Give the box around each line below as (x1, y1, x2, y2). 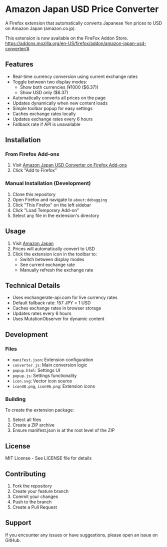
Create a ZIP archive (12, 422, 55, 428)
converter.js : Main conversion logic (12, 362, 87, 368)
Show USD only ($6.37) (19, 89, 68, 95)
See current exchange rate (19, 261, 75, 267)
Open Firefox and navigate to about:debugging (12, 196, 107, 202)
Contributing (5, 469, 46, 478)
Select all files (12, 416, 41, 423)
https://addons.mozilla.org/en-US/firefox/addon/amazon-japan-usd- (5, 40, 146, 46)
